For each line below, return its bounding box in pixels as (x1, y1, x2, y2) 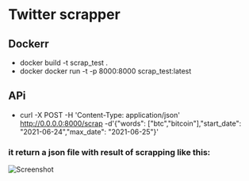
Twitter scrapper (8, 6, 121, 24)
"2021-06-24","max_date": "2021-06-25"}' (19, 126, 159, 136)
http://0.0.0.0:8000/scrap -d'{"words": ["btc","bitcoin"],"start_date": (19, 119, 242, 128)
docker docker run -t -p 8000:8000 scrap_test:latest (19, 66, 192, 76)
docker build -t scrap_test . (19, 58, 109, 67)
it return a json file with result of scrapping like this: (8, 146, 211, 157)
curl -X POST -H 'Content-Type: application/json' (19, 110, 181, 119)
